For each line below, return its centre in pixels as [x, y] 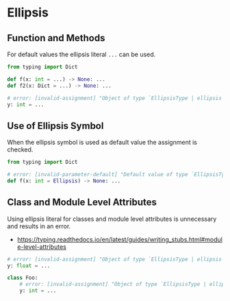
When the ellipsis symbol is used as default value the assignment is [102, 143]
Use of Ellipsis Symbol [55, 126]
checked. [20, 149]
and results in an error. [39, 226]
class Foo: [23, 278]
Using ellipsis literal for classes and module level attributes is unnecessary [112, 219]
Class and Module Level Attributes [82, 203]
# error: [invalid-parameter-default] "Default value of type [98, 175]
